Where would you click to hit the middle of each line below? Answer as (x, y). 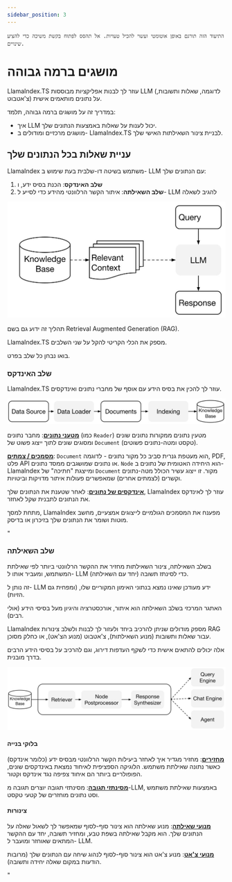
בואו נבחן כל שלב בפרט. (39, 355)
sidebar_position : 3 (37, 15)
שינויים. (16, 44)
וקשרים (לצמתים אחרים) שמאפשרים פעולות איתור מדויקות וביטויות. (95, 478)
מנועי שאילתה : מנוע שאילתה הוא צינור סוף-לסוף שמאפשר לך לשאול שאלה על (109, 826)
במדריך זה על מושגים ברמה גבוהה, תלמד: (61, 112)
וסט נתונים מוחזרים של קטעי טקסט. (53, 794)
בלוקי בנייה (23, 744)
